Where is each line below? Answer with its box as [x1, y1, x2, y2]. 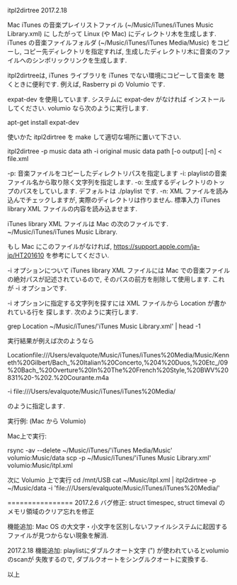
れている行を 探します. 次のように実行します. [7, 308, 139, 316]
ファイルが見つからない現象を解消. [7, 531, 109, 540]
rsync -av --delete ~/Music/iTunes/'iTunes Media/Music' [7, 446, 173, 455]
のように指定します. [7, 402, 66, 410]
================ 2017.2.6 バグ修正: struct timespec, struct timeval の [7, 498, 225, 506]
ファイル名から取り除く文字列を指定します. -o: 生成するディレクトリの [7, 178, 213, 186]
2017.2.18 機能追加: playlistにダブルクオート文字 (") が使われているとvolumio [7, 546, 229, 555]
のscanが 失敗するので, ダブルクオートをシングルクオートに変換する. [7, 555, 209, 563]
